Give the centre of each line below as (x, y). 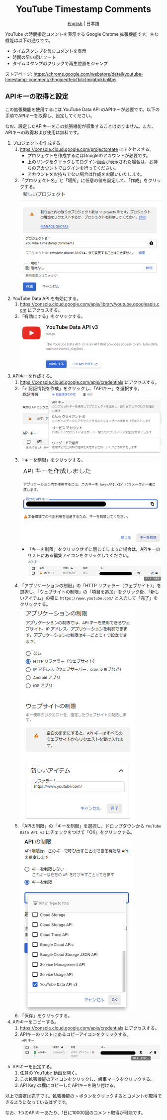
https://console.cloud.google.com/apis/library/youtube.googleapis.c (90, 304)
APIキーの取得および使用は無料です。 (43, 132)
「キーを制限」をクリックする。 (52, 460)
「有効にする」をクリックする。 (52, 316)
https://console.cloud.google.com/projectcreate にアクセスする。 (87, 149)
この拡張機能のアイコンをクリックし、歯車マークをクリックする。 (87, 1079)
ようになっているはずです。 (42, 1102)
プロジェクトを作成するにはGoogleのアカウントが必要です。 (89, 155)
